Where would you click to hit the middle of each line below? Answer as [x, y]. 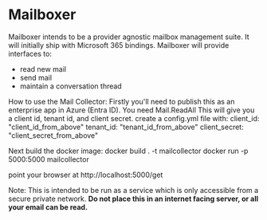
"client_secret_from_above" [53, 135]
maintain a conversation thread [71, 86]
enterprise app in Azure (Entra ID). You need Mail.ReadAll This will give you [132, 110]
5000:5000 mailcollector [49, 159]
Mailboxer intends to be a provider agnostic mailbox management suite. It [129, 37]
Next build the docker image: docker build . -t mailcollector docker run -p [128, 151]
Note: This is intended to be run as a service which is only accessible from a [133, 190]
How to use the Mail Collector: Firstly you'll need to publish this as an [122, 101]
